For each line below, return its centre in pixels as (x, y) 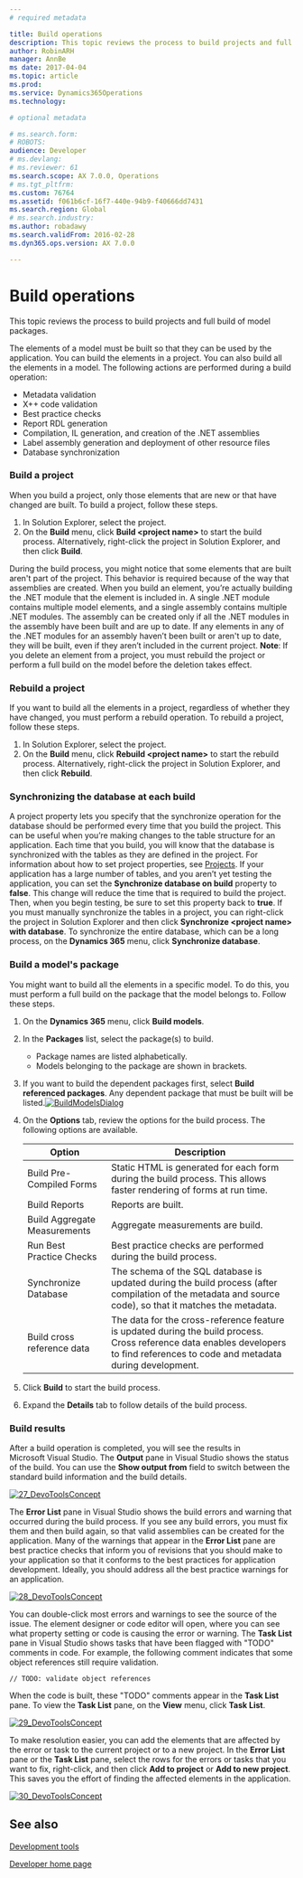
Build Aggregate (61, 1219)
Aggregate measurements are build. (187, 1224)
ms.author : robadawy (48, 227)
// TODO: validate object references (80, 1679)
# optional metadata (48, 118)
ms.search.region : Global (58, 210)
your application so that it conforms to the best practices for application (142, 1560)
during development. (155, 1364)
